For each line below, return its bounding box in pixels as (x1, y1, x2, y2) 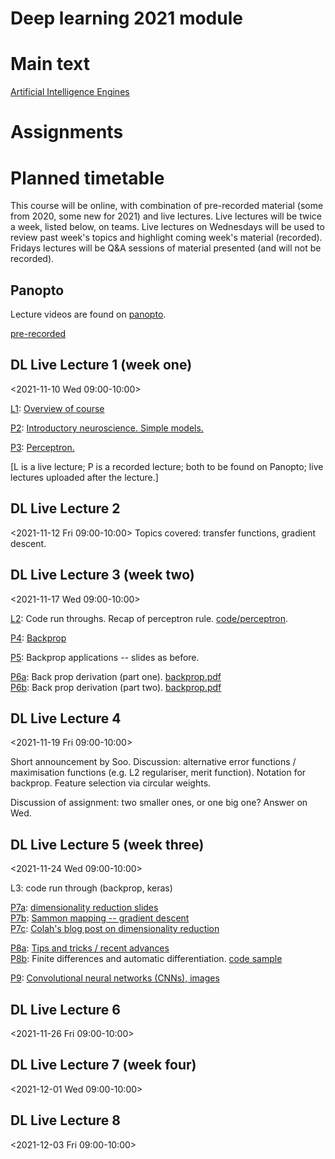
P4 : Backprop (10, 632, 67, 644)
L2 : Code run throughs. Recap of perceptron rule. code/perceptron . (10, 612, 289, 624)
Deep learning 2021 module (10, 7, 243, 30)
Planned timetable (10, 167, 165, 189)
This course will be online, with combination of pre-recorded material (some (10, 200, 324, 212)
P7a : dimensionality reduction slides (10, 902, 159, 914)
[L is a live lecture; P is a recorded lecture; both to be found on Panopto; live (10, 460, 324, 472)
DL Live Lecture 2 (10, 500, 121, 517)
